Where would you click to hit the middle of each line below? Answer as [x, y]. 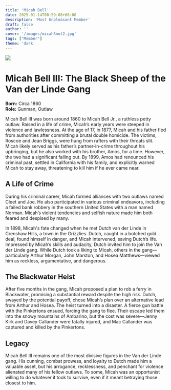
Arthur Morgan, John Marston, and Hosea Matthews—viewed [95, 255]
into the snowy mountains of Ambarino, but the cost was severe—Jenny [81, 316]
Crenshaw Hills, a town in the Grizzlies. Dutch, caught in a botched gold [81, 233]
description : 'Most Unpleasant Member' [48, 19]
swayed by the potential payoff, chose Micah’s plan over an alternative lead [84, 300]
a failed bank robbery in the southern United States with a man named [79, 207]
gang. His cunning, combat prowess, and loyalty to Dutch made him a [79, 361]
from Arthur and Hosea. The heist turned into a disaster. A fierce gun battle [84, 305]
